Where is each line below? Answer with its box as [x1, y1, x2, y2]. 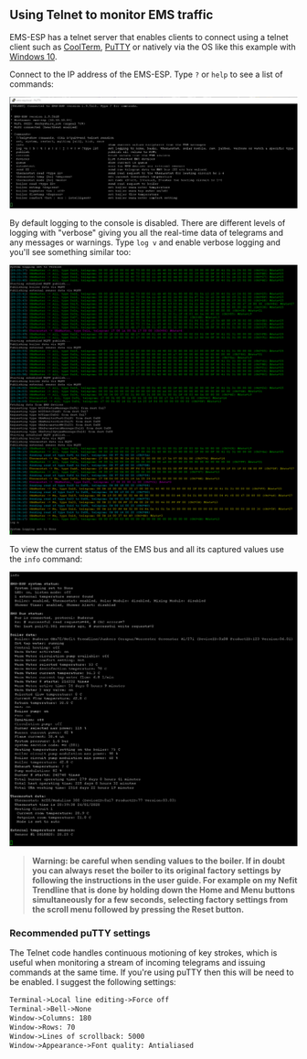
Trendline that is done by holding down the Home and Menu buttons [31, 884, 295, 895]
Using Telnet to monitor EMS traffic [9, 7, 214, 23]
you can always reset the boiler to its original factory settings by [31, 864, 281, 876]
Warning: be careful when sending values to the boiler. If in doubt [31, 855, 286, 866]
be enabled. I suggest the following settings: [9, 977, 176, 988]
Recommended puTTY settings [9, 926, 151, 939]
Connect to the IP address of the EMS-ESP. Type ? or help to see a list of [9, 69, 283, 80]
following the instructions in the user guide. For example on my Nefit [31, 874, 298, 885]
